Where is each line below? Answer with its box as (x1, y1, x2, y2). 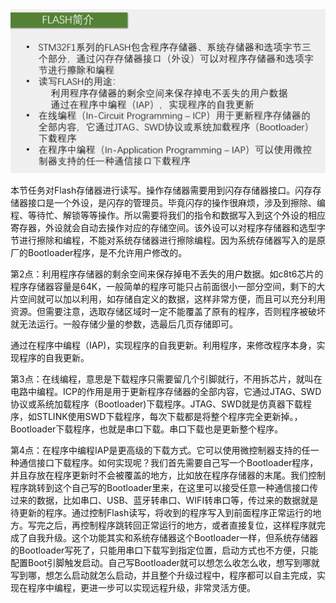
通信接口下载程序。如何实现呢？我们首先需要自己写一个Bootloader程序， (18, 456, 319, 468)
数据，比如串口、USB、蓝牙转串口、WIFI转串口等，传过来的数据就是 (36, 494, 319, 506)
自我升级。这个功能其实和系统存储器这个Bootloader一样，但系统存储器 (27, 531, 319, 543)
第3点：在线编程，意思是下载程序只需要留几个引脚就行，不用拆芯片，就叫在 (10, 373, 323, 385)
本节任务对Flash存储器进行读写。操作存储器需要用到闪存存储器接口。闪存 (10, 184, 313, 196)
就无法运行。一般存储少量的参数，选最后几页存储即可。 (10, 318, 238, 330)
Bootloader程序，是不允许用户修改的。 (27, 246, 188, 258)
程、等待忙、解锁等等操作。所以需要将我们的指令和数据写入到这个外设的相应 (10, 209, 326, 221)
